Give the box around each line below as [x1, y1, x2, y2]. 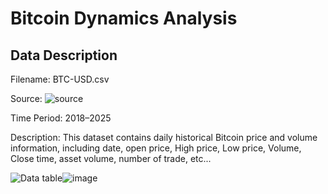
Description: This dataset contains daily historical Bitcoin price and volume [10, 132, 318, 143]
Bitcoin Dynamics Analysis [10, 7, 238, 30]
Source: [10, 93, 43, 104]
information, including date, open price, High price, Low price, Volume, [10, 142, 302, 154]
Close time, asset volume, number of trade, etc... [10, 153, 212, 164]
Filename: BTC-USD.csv [10, 73, 110, 85]
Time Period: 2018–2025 [10, 112, 112, 124]
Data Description [10, 47, 118, 64]
